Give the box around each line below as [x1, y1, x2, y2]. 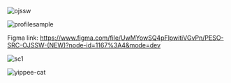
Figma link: [7, 33, 39, 42]
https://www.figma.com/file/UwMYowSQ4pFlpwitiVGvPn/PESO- [40, 33, 225, 42]
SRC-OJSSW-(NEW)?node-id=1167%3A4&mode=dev [7, 41, 161, 49]
